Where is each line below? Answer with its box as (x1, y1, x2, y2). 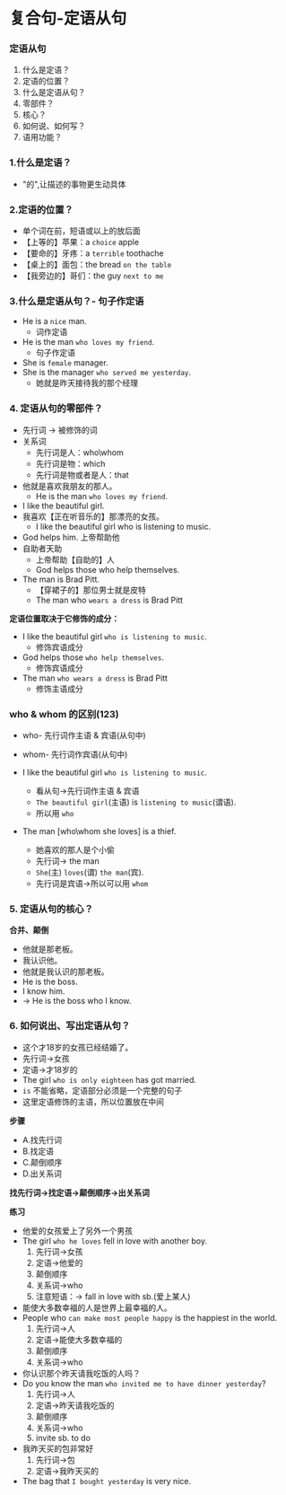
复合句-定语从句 (9, 8, 127, 29)
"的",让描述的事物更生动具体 (22, 179, 126, 189)
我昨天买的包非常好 (22, 1443, 94, 1454)
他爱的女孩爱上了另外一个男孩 (22, 1225, 133, 1236)
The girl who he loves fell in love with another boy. (22, 1236, 208, 1246)
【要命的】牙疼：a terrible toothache (22, 248, 164, 259)
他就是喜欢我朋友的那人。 (22, 480, 117, 491)
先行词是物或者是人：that (35, 469, 129, 480)
